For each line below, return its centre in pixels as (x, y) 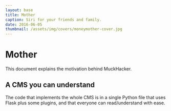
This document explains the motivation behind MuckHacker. (69, 69)
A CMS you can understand (50, 85)
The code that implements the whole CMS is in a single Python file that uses (85, 97)
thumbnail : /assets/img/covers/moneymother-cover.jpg (64, 29)
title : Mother (20, 15)
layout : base (19, 10)
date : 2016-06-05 (24, 24)
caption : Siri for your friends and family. (54, 20)
